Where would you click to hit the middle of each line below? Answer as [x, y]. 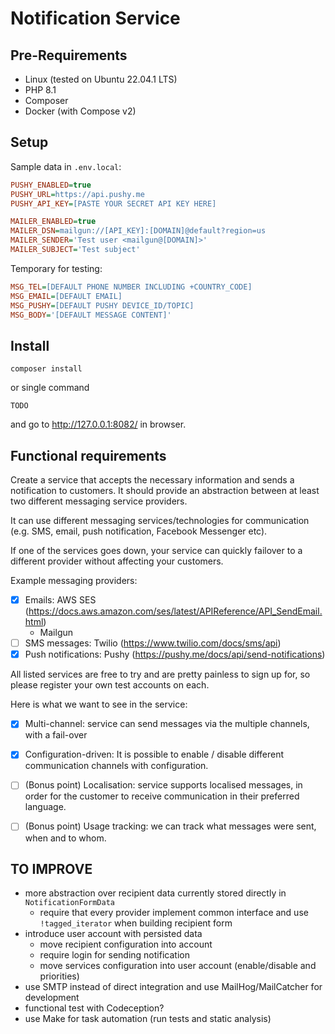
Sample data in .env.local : [66, 166]
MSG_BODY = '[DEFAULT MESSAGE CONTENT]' [91, 315]
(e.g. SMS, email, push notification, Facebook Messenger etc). [139, 531]
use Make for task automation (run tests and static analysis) [148, 1019]
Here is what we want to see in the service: [99, 704]
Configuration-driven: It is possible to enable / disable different [154, 754]
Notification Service [95, 18]
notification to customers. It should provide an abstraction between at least [165, 491]
